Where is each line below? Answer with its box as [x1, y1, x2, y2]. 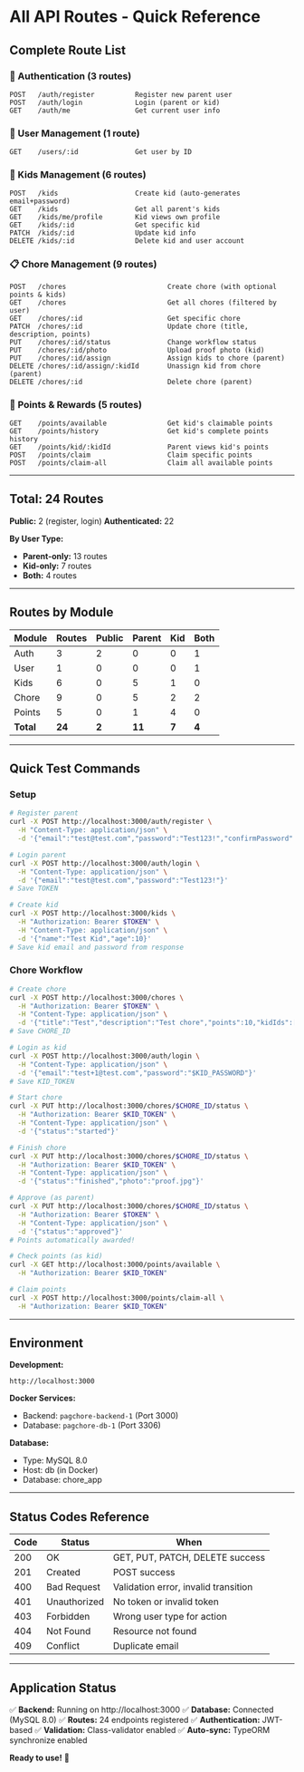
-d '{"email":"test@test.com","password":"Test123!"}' [17, 876, 229, 885]
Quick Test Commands [9, 761, 140, 777]
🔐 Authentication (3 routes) [9, 70, 132, 82]
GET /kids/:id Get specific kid [9, 220, 201, 230]
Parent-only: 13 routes [22, 550, 108, 561]
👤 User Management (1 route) [9, 127, 140, 140]
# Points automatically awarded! [9, 1235, 136, 1244]
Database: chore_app [22, 1475, 102, 1486]
